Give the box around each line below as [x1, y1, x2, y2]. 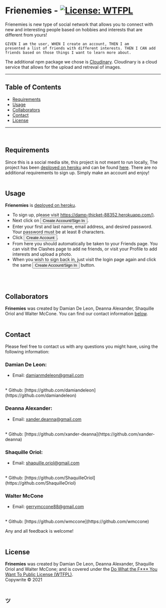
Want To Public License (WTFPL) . [5, 571, 73, 577]
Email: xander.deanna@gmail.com [12, 416, 82, 422]
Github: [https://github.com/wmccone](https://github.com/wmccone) [8, 518, 149, 525]
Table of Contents [5, 83, 62, 92]
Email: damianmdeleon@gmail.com [12, 372, 84, 379]
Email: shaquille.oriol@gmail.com [12, 460, 80, 466]
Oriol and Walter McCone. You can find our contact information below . [5, 311, 148, 317]
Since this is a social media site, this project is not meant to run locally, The [5, 159, 158, 165]
